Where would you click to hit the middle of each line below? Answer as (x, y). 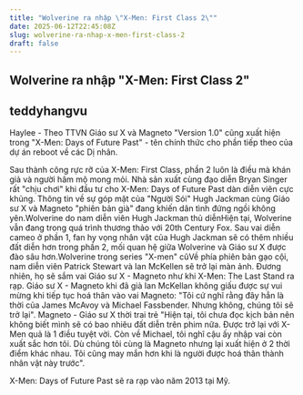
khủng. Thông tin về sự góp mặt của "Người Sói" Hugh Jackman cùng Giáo (150, 199)
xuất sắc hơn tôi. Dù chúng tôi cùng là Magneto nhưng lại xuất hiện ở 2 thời (150, 344)
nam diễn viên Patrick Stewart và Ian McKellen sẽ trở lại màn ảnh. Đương (146, 267)
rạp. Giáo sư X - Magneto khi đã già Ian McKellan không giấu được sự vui (146, 286)
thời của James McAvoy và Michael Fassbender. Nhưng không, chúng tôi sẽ (151, 305)
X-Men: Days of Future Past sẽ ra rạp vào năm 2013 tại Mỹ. (120, 381)
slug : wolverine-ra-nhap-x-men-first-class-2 (97, 35)
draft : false (34, 43)
